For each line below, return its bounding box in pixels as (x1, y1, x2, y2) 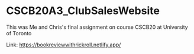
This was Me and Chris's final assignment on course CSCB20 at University (6, 23, 188, 31)
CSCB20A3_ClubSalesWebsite (6, 4, 160, 18)
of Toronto (6, 29, 32, 36)
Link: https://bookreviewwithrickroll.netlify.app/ (6, 41, 121, 48)
